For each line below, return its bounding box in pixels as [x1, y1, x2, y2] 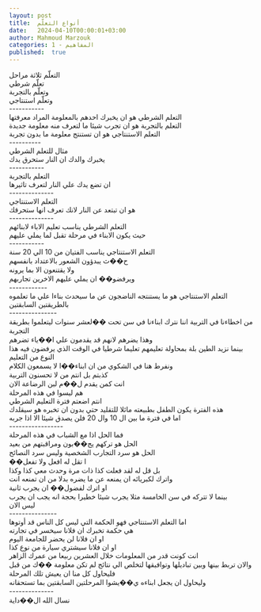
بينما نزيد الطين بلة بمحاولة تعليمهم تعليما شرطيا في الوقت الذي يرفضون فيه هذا [9, 344, 244, 353]
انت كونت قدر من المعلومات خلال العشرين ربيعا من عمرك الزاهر [9, 551, 199, 560]
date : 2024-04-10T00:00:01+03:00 [9, 26, 127, 34]
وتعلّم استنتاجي [9, 96, 54, 105]
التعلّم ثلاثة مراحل [9, 71, 60, 79]
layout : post [9, 11, 52, 20]
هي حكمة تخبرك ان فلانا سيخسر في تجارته [9, 526, 134, 535]
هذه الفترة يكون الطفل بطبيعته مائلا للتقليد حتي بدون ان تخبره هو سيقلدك [9, 405, 224, 414]
